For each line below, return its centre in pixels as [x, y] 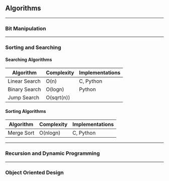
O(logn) [55, 89]
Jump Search [23, 98]
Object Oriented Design [34, 172]
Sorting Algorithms [26, 111]
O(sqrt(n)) [58, 98]
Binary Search [24, 89]
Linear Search [24, 81]
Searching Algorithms [29, 59]
